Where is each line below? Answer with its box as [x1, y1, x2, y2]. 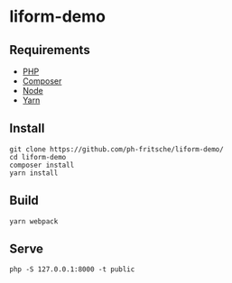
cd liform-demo [9, 152, 67, 161]
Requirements [9, 42, 90, 58]
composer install [9, 160, 75, 169]
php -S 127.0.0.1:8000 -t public [9, 265, 135, 274]
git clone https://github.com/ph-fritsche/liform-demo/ [9, 144, 224, 154]
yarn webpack [9, 216, 59, 226]
